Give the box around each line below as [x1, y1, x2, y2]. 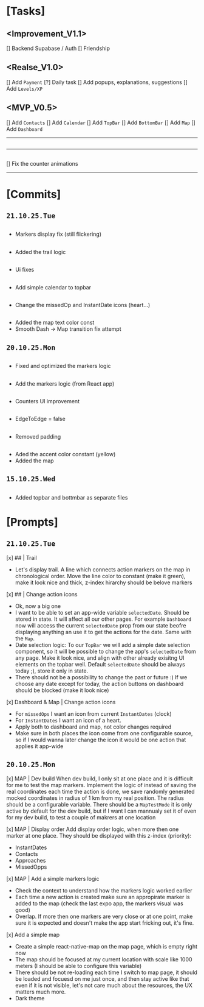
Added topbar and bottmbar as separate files [15, 493, 128, 501]
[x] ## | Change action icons [6, 590, 78, 598]
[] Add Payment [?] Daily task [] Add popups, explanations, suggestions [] [6, 78, 188, 86]
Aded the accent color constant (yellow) [15, 451, 116, 458]
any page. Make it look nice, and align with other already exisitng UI [15, 654, 185, 662]
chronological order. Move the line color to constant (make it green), [15, 572, 186, 579]
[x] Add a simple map [6, 931, 60, 938]
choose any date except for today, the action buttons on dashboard [15, 680, 184, 687]
